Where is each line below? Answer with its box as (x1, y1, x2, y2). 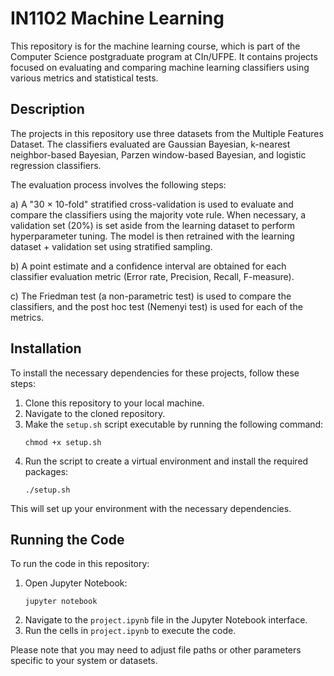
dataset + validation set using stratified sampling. (10, 240, 213, 252)
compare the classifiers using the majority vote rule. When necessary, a (10, 208, 307, 221)
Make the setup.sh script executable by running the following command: (24, 418, 324, 430)
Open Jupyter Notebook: (24, 577, 128, 589)
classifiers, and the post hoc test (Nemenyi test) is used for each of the (10, 300, 303, 312)
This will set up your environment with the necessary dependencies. (10, 502, 292, 514)
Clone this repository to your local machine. (24, 397, 205, 409)
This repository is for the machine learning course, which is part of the (10, 40, 301, 52)
